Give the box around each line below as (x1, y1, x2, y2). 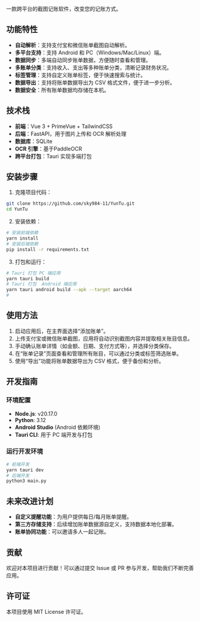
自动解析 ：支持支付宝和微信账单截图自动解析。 (14, 41, 130, 49)
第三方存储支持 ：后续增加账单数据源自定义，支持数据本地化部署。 (14, 520, 177, 528)
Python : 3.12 (14, 416, 47, 423)
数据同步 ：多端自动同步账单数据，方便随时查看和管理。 (14, 56, 151, 63)
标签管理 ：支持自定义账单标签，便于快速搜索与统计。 (14, 71, 146, 78)
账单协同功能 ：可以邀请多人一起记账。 (14, 528, 109, 535)
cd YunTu (6, 206, 28, 213)
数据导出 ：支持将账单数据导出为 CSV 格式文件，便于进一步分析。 (14, 78, 176, 86)
